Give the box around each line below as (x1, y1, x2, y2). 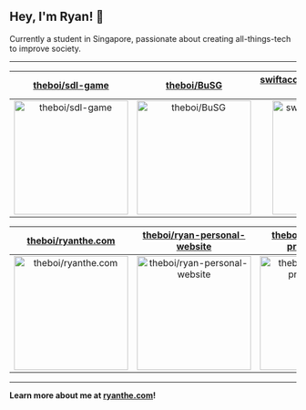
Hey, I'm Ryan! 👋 (9, 9, 105, 25)
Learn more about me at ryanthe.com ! (9, 389, 157, 401)
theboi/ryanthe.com (26, 234, 116, 247)
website (176, 240, 212, 252)
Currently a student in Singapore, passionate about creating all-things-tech (9, 33, 291, 44)
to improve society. (9, 43, 82, 54)
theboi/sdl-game (33, 78, 109, 91)
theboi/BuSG (165, 78, 223, 91)
